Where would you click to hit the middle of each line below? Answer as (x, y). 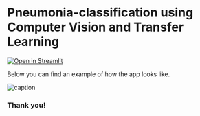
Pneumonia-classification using (100, 13)
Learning (33, 42)
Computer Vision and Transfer (96, 27)
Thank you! (26, 105)
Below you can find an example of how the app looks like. (89, 74)
